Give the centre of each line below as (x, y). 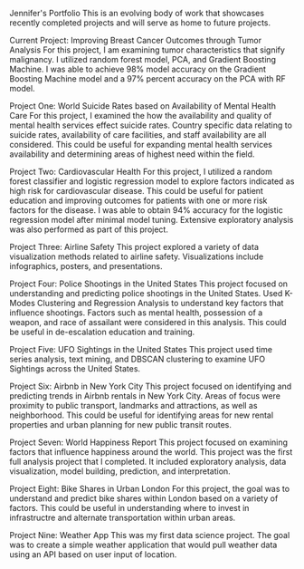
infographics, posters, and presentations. (86, 266)
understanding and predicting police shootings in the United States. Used (146, 293)
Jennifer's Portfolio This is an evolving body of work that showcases (137, 13)
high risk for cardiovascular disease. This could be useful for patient (137, 191)
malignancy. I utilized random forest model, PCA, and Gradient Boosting (143, 59)
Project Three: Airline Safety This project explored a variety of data (134, 247)
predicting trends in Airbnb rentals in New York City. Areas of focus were (145, 396)
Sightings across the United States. (75, 369)
